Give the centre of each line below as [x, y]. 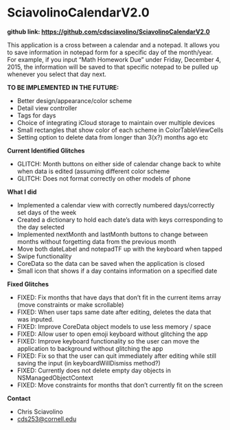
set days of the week [47, 212]
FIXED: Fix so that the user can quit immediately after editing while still [116, 356]
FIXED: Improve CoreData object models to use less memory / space [114, 326]
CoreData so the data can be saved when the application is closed [111, 263]
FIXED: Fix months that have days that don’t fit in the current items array [119, 297]
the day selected [41, 227]
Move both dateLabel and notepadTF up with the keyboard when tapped [119, 249]
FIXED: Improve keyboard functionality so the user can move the [108, 341]
